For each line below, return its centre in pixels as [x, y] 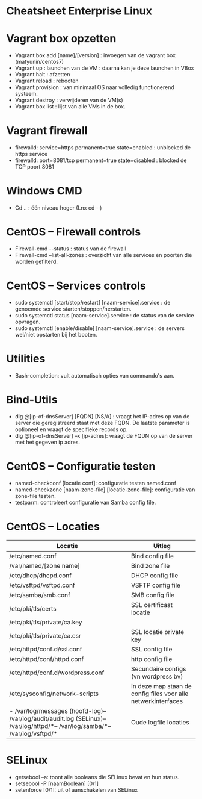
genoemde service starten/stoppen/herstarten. [73, 309]
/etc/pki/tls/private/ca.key [46, 622]
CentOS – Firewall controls [74, 232]
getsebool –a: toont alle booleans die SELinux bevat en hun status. [97, 777]
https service [31, 154]
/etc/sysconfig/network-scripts [54, 694]
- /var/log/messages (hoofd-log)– [58, 710]
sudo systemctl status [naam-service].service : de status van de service [104, 315]
